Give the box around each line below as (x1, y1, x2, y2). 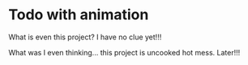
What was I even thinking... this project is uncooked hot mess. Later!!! (8, 47, 241, 57)
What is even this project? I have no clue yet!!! (8, 32, 162, 42)
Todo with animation (8, 6, 149, 24)
